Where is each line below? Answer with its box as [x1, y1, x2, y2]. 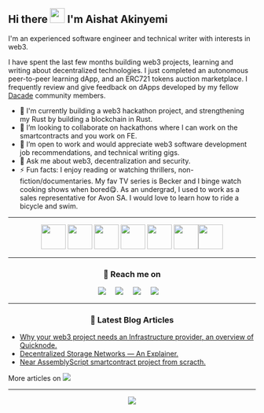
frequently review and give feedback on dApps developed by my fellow [8, 82, 240, 91]
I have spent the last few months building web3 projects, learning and [8, 57, 234, 67]
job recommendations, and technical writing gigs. [19, 147, 180, 157]
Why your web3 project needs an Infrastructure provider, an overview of [19, 332, 254, 342]
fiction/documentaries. [19, 176, 93, 186]
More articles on [8, 374, 61, 383]
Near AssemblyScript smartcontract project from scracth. [19, 357, 206, 367]
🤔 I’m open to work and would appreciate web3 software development [19, 139, 247, 149]
